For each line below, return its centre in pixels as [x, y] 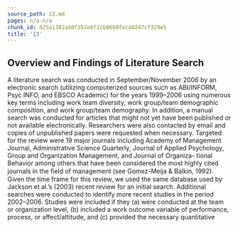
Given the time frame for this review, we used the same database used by [115, 180]
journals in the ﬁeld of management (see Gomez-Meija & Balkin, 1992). [110, 171]
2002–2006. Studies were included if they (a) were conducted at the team [115, 202]
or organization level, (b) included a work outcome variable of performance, [118, 209]
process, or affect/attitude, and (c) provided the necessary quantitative [111, 217]
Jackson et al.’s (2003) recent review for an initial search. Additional [107, 187]
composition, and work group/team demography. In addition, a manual [110, 110]
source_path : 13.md [36, 14]
